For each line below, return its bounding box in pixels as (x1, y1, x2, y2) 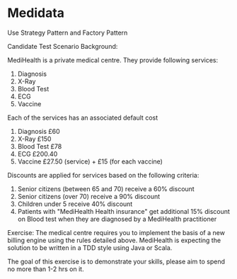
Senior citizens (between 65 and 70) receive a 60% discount (17, 184, 195, 193)
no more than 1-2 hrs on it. (7, 264, 84, 273)
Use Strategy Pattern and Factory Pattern (7, 28, 128, 37)
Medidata (7, 5, 65, 21)
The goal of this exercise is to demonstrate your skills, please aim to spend (7, 257, 225, 266)
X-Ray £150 (17, 135, 52, 143)
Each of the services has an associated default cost (7, 113, 158, 122)
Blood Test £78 (17, 142, 62, 150)
